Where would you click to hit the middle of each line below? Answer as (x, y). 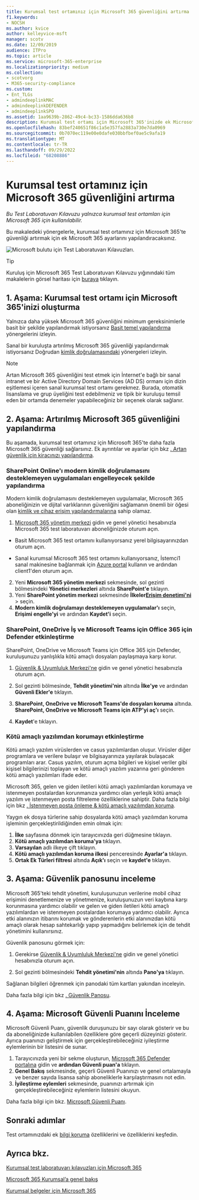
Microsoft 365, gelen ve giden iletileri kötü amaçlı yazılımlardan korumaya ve (99, 787)
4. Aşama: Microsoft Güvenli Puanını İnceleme (93, 1014)
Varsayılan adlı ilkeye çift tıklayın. (55, 847)
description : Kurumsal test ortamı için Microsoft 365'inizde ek (88, 123)
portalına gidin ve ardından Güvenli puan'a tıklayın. (77, 1065)
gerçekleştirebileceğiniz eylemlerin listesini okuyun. (78, 1090)
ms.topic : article (29, 56)
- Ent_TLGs (20, 95)
